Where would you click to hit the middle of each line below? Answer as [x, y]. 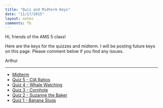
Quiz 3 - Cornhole [30, 90]
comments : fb [18, 23]
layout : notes [19, 18]
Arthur [11, 61]
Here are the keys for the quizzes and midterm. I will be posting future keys [80, 46]
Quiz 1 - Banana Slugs [34, 100]
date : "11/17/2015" [25, 14]
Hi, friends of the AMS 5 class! [36, 37]
